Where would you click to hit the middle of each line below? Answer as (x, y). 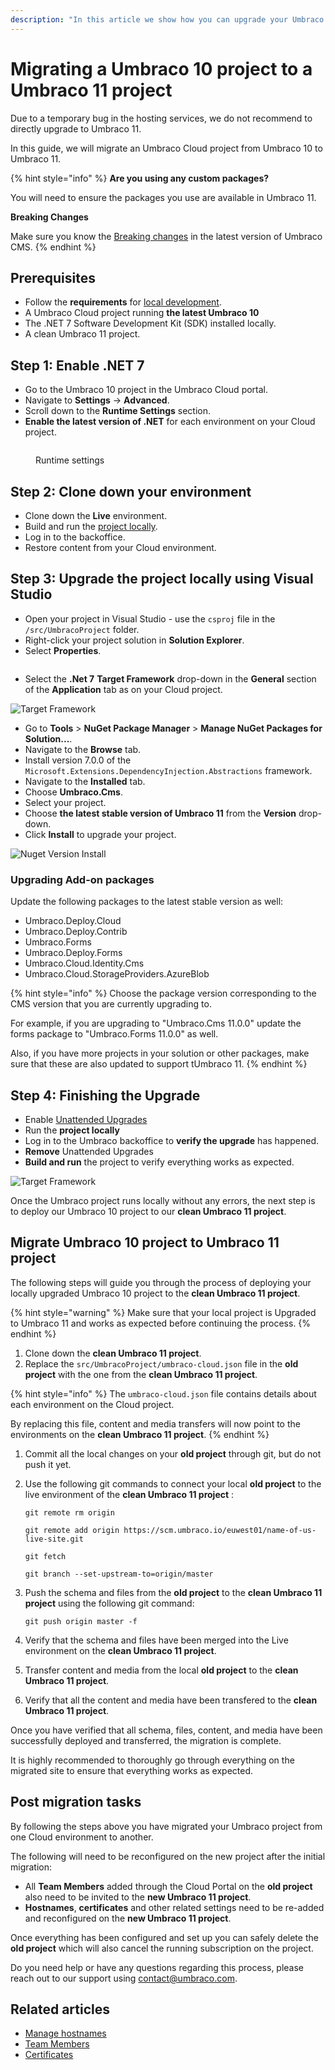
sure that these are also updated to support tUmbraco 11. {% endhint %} (159, 1064)
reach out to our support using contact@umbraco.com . (124, 1978)
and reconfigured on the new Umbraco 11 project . (128, 1918)
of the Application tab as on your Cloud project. (123, 689)
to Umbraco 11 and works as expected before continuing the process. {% (161, 1323)
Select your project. (65, 802)
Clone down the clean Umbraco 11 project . (113, 1353)
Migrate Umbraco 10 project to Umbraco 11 (145, 1242)
